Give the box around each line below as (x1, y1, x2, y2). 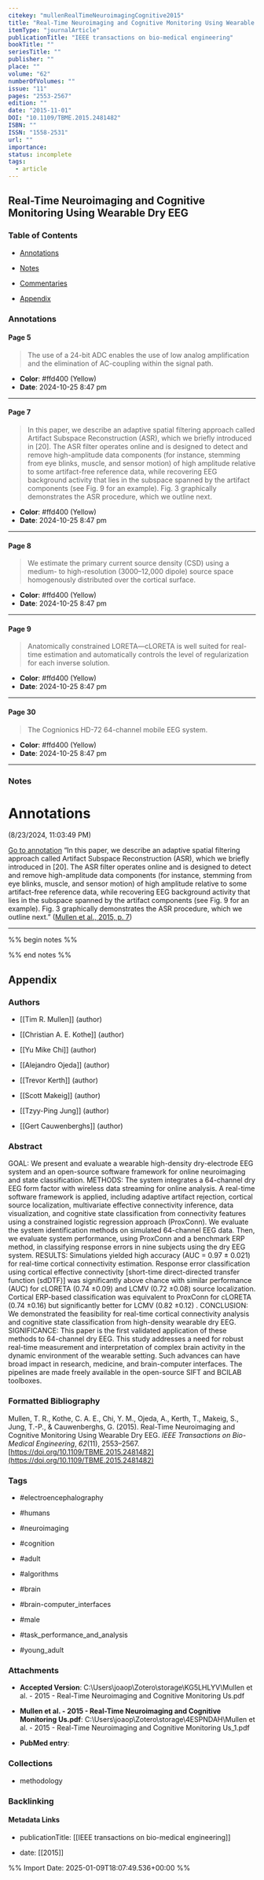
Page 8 (8, 540, 31, 551)
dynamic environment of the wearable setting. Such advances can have (8, 1351, 240, 1361)
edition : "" (8, 99, 47, 107)
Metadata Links (8, 1815, 60, 1825)
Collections (8, 1758, 53, 1769)
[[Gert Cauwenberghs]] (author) (19, 1122, 123, 1131)
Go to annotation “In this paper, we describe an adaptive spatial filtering (8, 846, 240, 855)
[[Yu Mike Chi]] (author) (19, 1045, 97, 1055)
